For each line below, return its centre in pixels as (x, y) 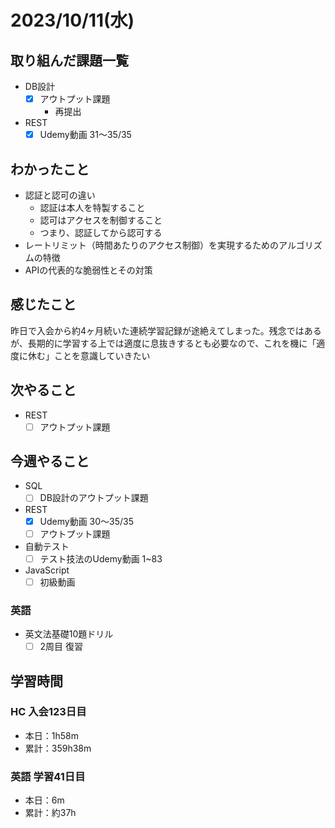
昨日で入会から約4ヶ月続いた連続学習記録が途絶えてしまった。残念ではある (166, 330)
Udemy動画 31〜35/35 (85, 135)
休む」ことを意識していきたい (89, 355)
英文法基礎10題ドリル (69, 634)
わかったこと (50, 169)
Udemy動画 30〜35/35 (87, 521)
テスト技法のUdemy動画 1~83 (101, 558)
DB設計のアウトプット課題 (94, 498)
